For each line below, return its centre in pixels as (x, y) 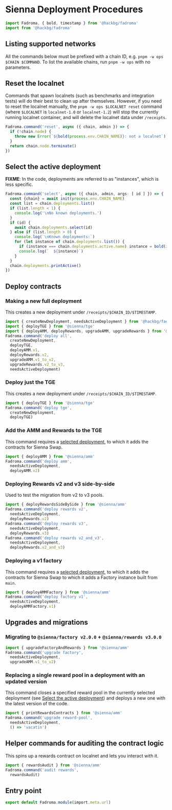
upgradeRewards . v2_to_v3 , (38, 364)
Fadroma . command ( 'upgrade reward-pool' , (49, 718)
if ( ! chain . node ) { (31, 132)
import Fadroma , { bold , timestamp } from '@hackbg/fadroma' (72, 23)
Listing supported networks (51, 44)
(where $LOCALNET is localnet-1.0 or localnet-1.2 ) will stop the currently (82, 112)
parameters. (18, 67)
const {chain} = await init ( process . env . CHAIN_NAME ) (67, 199)
